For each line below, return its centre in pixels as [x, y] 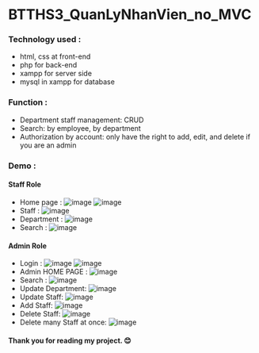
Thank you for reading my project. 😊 [70, 340]
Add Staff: [36, 305]
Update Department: [53, 289]
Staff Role [25, 185]
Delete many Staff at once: [63, 322]
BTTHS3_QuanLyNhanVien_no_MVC [130, 15]
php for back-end [48, 65]
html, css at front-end [55, 56]
